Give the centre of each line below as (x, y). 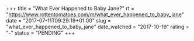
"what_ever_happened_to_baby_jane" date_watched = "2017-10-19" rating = (98, 27)
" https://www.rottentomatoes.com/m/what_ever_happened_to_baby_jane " (95, 14)
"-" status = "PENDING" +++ (41, 33)
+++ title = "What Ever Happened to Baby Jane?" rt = (70, 8)
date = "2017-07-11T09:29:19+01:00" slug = (58, 20)
